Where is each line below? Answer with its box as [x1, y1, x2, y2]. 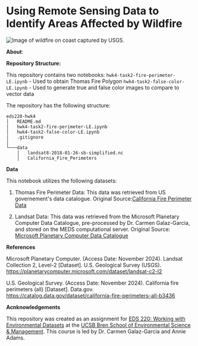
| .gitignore [6, 134, 44, 140]
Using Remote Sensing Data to [6, 4, 159, 18]
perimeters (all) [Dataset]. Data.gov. [6, 285, 94, 293]
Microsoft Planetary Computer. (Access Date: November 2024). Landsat [6, 255, 183, 262]
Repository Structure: [6, 60, 61, 67]
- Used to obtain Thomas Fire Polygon [29, 78, 122, 85]
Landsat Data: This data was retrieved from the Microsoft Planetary [14, 213, 180, 220]
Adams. [6, 334, 25, 341]
